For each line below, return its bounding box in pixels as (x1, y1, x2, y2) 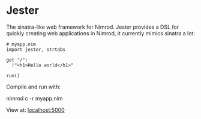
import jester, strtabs (6, 46, 66, 53)
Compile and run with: (6, 83, 61, 90)
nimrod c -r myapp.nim (6, 94, 63, 102)
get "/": (6, 57, 28, 63)
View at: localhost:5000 (6, 106, 65, 114)
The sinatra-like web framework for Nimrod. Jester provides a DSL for (6, 23, 179, 30)
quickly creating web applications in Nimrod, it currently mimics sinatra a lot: (6, 29, 195, 36)
